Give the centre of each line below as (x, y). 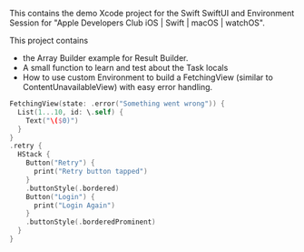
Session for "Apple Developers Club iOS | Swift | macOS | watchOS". (137, 23)
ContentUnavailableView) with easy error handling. (118, 87)
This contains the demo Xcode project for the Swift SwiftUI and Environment (152, 13)
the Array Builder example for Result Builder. (105, 58)
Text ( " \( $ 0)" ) (52, 121)
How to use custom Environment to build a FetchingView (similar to (148, 77)
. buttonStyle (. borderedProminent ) (91, 222)
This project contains (49, 40)
